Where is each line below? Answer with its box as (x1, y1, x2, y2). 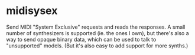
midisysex (6, 4, 58, 18)
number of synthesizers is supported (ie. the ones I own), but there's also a (6, 29, 189, 36)
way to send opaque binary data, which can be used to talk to (6, 36, 157, 43)
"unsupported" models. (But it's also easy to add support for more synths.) (6, 42, 188, 49)
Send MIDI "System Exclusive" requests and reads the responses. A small (6, 23, 186, 30)
